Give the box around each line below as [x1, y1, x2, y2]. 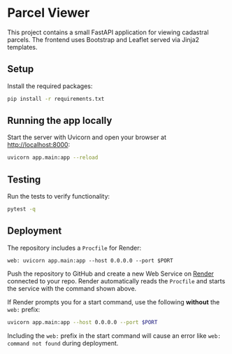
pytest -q [7, 206, 36, 213]
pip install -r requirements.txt [7, 95, 105, 102]
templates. [7, 43, 38, 51]
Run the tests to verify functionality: [7, 192, 110, 201]
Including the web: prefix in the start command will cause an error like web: [7, 331, 222, 340]
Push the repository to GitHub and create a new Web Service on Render [7, 269, 215, 278]
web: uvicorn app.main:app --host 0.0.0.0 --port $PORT [7, 257, 173, 264]
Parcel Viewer [7, 5, 90, 21]
